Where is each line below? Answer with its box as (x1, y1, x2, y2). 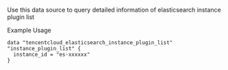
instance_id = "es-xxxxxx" (13, 51, 90, 58)
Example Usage (7, 27, 51, 34)
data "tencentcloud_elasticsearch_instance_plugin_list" (7, 39, 173, 46)
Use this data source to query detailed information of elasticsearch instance (7, 6, 221, 14)
